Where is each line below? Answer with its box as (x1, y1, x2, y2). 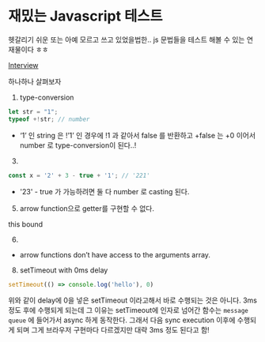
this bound (8, 219, 44, 229)
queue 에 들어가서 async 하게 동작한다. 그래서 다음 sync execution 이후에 (8, 315, 236, 325)
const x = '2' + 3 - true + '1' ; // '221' (8, 171, 150, 179)
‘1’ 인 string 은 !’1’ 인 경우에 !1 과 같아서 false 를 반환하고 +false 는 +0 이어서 (19, 130, 256, 140)
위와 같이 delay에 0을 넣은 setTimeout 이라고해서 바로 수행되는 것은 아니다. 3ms (8, 295, 258, 305)
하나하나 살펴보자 (8, 77, 62, 86)
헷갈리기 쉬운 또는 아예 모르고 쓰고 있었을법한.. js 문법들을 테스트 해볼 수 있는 (8, 35, 245, 44)
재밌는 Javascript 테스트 (8, 7, 163, 25)
